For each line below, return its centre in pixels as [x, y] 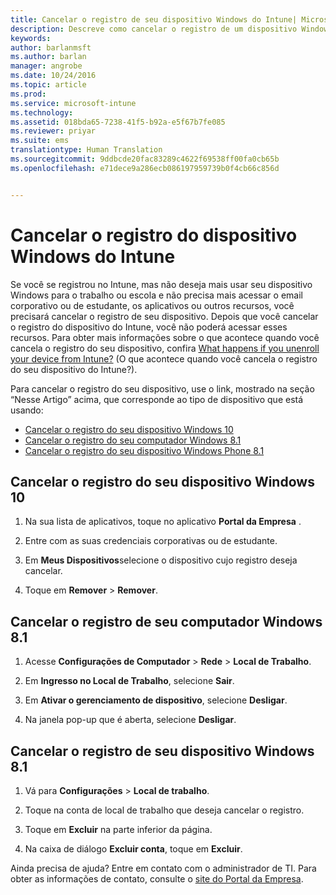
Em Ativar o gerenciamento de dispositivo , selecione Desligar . [156, 700]
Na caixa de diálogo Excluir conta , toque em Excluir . [133, 849]
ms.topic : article [48, 85]
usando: [27, 410]
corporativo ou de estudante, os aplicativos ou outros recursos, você [152, 305]
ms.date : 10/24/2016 [53, 76]
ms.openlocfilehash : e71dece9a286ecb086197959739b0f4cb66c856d [145, 168]
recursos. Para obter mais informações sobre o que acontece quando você [165, 337]
